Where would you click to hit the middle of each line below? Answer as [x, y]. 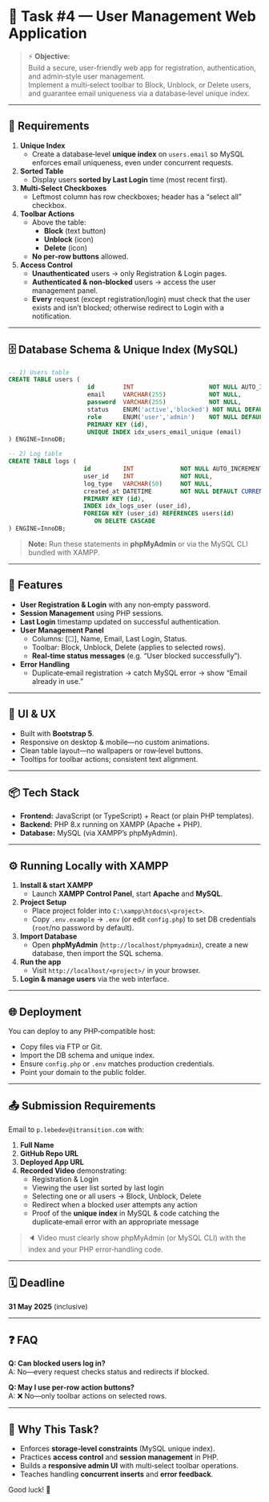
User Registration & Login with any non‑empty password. [115, 604]
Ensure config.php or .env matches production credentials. [117, 1064]
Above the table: [59, 222]
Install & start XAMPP [56, 885]
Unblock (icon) [69, 239]
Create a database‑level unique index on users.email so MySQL [138, 154]
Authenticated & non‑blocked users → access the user [124, 282]
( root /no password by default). [83, 928]
